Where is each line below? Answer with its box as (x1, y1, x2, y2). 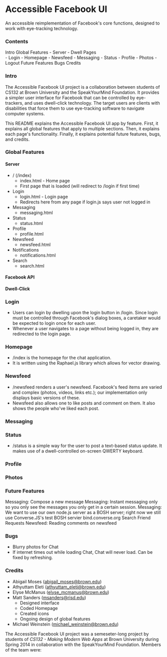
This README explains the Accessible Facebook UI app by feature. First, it (5, 120, 158, 126)
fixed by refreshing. (12, 555, 53, 561)
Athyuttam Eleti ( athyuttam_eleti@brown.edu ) (12, 584, 106, 590)
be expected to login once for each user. (12, 320, 96, 326)
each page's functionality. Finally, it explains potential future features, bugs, (5, 131, 161, 137)
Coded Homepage (19, 605, 58, 611)
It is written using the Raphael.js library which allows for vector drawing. (12, 360, 161, 366)
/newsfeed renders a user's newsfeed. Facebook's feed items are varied (12, 384, 162, 390)
